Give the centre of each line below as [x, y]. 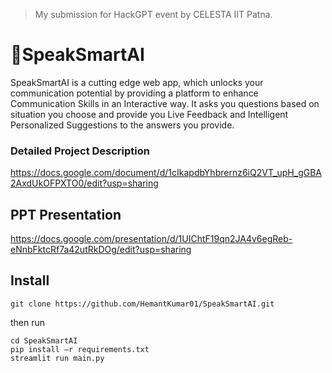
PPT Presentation [66, 214]
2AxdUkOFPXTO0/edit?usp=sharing [84, 183]
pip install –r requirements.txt [80, 349]
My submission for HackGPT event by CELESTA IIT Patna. [153, 14]
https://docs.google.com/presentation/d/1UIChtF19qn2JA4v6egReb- [151, 239]
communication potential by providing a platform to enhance [134, 93]
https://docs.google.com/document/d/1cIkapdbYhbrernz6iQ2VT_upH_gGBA [166, 173]
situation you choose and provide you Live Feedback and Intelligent [149, 114]
